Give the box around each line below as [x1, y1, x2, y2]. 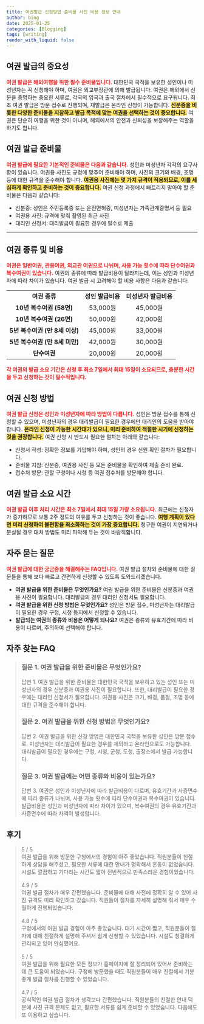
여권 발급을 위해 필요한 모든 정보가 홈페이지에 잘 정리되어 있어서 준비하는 [21, 960, 193, 967]
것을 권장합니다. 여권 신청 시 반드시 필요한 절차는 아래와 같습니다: [6, 433, 160, 441]
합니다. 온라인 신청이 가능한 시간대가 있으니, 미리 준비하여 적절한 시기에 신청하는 [6, 426, 194, 433]
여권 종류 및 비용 [6, 244, 64, 255]
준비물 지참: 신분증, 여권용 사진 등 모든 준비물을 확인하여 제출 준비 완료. [15, 462, 183, 469]
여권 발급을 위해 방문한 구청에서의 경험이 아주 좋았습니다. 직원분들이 [21, 853, 182, 860]
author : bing [6, 15, 39, 21]
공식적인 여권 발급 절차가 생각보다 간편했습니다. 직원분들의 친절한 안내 [21, 995, 187, 1003]
